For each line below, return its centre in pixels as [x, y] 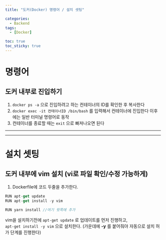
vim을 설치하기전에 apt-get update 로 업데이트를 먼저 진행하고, [66, 220]
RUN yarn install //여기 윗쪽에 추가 [40, 210]
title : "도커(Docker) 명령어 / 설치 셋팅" [45, 10]
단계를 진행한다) [26, 232]
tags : [11, 28]
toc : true [15, 42]
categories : [17, 19]
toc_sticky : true [23, 46]
